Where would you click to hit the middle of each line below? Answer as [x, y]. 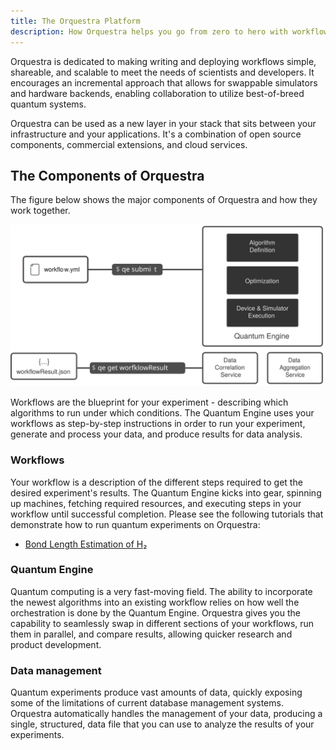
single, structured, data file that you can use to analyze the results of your [162, 724]
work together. [40, 211]
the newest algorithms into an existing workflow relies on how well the [155, 602]
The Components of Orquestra [107, 175]
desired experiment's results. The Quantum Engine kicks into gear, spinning [166, 492]
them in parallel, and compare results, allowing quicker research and [151, 634]
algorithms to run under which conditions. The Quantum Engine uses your [162, 413]
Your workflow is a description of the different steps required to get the [156, 482]
